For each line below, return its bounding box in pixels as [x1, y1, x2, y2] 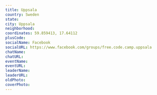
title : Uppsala [5, 7, 37, 13]
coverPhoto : [5, 82, 30, 87]
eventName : [5, 59, 28, 64]
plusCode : [5, 36, 26, 41]
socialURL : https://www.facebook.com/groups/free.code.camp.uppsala [5, 45, 152, 50]
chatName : [5, 49, 26, 54]
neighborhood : [5, 26, 35, 31]
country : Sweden [5, 12, 39, 17]
